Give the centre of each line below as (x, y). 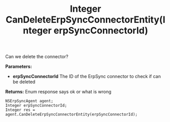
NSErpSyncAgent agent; (29, 101)
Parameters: (19, 66)
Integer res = (20, 110)
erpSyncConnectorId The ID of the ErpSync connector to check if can (87, 77)
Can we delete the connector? (37, 57)
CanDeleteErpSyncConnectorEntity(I (86, 20)
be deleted (24, 82)
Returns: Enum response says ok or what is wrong (59, 92)
